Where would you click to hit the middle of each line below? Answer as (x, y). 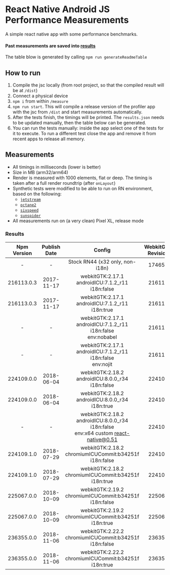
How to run (23, 73)
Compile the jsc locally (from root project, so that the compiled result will (88, 85)
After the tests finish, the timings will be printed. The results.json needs (88, 117)
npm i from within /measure (40, 101)
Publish (51, 247)
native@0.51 (102, 440)
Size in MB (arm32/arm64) (40, 172)
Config (102, 250)
